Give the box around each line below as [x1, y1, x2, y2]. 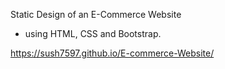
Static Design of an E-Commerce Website [10, 9, 182, 20]
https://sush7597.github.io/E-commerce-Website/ [10, 47, 215, 59]
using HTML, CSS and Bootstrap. [24, 28, 162, 39]
